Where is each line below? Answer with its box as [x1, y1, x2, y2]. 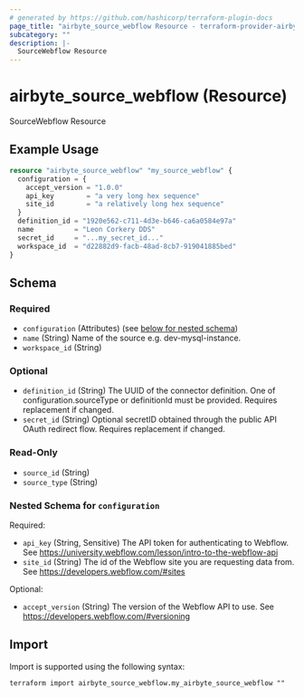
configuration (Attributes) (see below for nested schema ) [22, 323, 238, 334]
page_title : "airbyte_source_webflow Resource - [9, 22, 196, 31]
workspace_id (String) [22, 342, 102, 353]
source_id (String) [22, 467, 90, 478]
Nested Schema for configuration [9, 499, 160, 511]
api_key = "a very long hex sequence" [25, 191, 201, 200]
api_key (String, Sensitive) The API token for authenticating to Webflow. [22, 538, 290, 549]
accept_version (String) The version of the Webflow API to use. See [22, 601, 274, 612]
